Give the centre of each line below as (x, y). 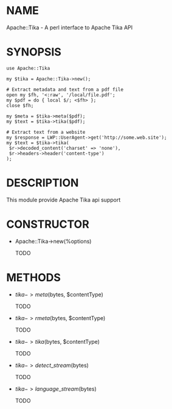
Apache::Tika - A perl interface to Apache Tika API (70, 27)
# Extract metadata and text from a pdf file (65, 89)
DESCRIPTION (43, 183)
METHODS (33, 277)
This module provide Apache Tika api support (64, 200)
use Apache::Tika (28, 68)
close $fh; (20, 105)
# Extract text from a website (46, 132)
